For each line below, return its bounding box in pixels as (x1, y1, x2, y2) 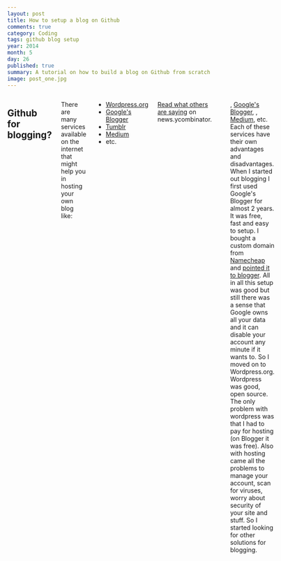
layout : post (7, 10, 45, 17)
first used (229, 182, 258, 191)
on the (61, 138, 79, 146)
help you (61, 167, 86, 175)
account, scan (229, 479, 271, 488)
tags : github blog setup (7, 36, 79, 43)
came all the (229, 457, 266, 465)
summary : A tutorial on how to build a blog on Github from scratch (7, 68, 211, 75)
